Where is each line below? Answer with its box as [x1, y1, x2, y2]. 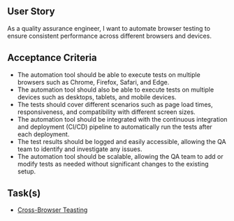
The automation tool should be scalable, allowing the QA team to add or [17, 152, 224, 160]
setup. [17, 167, 36, 176]
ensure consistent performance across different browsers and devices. [7, 31, 212, 40]
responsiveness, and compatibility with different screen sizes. [17, 108, 196, 116]
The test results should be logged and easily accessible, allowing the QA [17, 137, 226, 145]
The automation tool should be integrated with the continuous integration [17, 115, 228, 123]
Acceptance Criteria [7, 52, 97, 64]
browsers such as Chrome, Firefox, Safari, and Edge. [17, 78, 170, 86]
